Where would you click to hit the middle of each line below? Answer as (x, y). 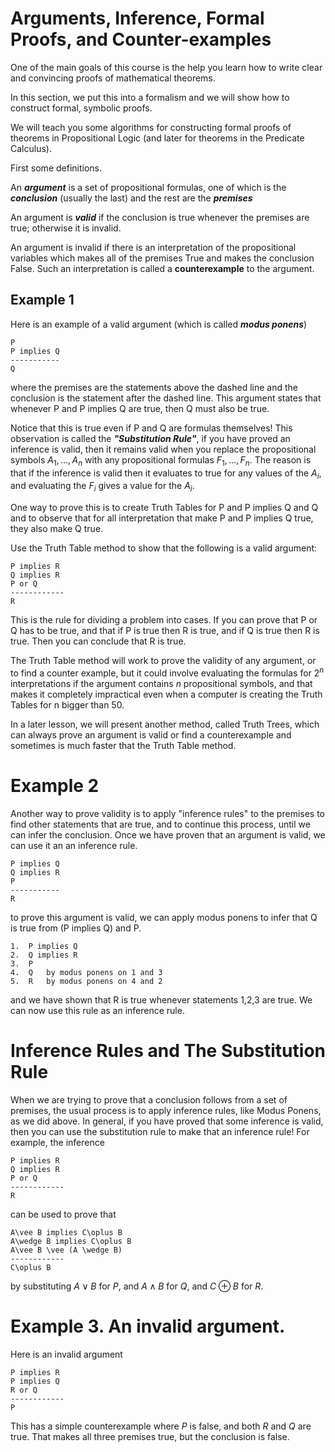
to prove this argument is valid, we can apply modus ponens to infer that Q (164, 917)
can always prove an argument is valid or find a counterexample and (151, 734)
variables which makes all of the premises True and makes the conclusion (162, 258)
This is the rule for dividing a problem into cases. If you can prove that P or (164, 620)
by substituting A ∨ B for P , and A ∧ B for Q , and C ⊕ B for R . (137, 1286)
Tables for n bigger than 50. (67, 704)
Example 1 (42, 300)
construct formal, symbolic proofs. (81, 108)
